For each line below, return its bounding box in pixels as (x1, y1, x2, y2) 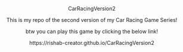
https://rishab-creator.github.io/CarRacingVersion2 (29, 40, 154, 46)
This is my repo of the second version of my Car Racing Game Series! (6, 17, 178, 23)
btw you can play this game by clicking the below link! (25, 28, 159, 35)
